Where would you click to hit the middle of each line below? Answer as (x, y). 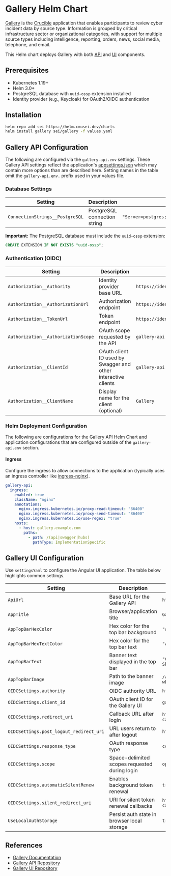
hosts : (21, 523)
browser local (125, 821)
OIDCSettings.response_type (42, 746)
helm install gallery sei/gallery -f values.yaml (59, 131)
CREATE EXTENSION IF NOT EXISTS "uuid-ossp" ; (54, 245)
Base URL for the (130, 597)
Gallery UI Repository (35, 868)
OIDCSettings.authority (37, 691)
